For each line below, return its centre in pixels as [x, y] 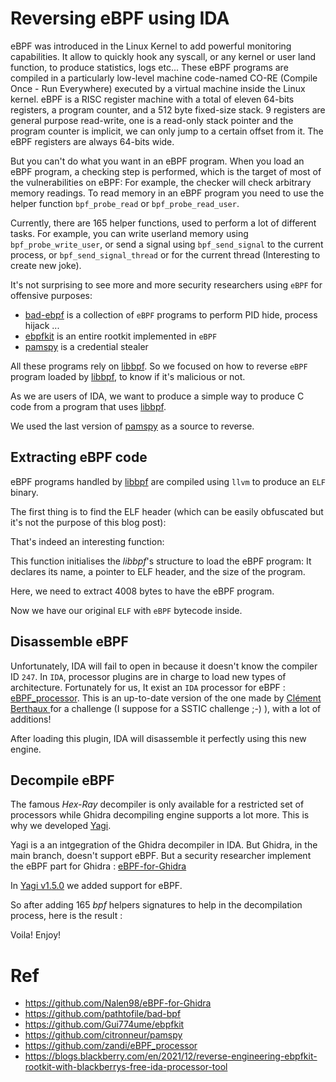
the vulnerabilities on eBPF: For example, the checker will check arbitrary [161, 182]
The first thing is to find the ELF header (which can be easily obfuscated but [167, 511]
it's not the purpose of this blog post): [88, 522]
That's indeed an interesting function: [87, 541]
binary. [24, 492]
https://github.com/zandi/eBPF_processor [111, 1046]
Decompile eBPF [62, 780]
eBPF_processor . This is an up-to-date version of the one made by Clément [166, 698]
